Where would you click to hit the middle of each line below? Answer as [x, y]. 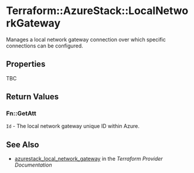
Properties [26, 64]
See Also [23, 145]
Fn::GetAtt [21, 114]
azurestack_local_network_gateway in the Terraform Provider [89, 159]
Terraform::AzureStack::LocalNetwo [97, 11]
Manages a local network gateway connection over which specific [86, 39]
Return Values [33, 97]
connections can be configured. [45, 46]
